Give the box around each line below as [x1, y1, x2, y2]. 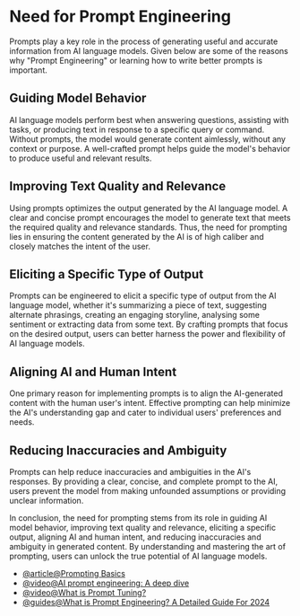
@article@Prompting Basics [21, 568, 125, 578]
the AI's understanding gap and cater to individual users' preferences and [9, 407, 282, 418]
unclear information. [9, 496, 84, 506]
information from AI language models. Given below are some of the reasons [9, 45, 288, 56]
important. [9, 65, 47, 75]
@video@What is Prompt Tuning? [21, 587, 147, 598]
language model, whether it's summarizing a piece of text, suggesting [9, 300, 267, 311]
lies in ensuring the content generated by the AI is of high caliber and [9, 231, 264, 242]
